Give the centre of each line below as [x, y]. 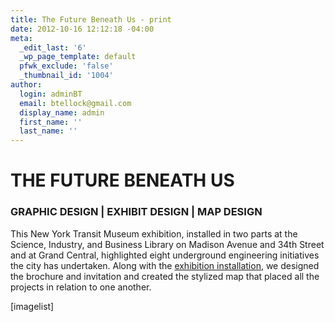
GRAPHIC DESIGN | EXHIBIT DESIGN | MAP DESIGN [136, 212]
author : [26, 85]
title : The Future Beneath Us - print [91, 19]
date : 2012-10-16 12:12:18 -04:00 [82, 29]
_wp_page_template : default [78, 57]
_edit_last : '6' [53, 47]
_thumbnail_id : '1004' [66, 76]
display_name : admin [62, 112]
